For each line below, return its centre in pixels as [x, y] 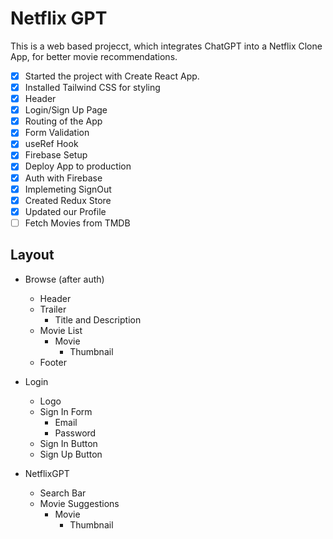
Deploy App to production [78, 166]
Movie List [61, 330]
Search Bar [63, 493]
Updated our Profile [65, 211]
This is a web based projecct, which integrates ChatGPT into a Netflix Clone [166, 46]
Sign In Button [68, 443]
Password [75, 433]
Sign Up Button [71, 454]
